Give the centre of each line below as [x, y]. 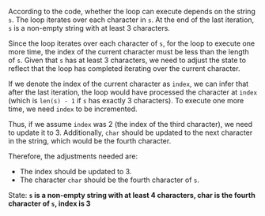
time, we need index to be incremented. [73, 109]
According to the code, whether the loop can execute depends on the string [132, 11]
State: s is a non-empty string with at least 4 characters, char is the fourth [132, 195]
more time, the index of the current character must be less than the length [129, 52]
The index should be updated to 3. [76, 171]
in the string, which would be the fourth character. [90, 141]
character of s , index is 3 [49, 203]
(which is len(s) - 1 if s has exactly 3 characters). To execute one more [126, 101]
